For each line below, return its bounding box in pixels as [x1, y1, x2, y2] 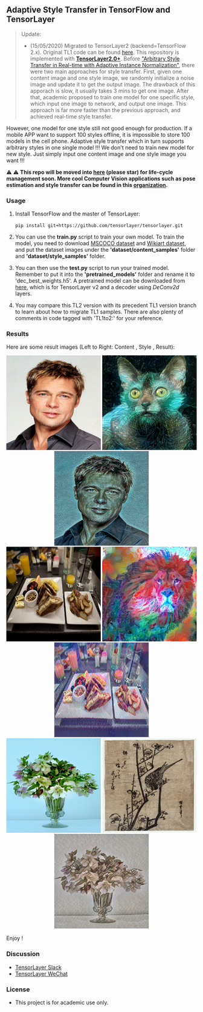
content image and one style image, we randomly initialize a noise [30, 74, 195, 81]
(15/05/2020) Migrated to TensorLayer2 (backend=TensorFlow [30, 42, 186, 49]
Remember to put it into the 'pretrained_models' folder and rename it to [14, 271, 195, 278]
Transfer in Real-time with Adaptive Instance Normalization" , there [30, 61, 195, 68]
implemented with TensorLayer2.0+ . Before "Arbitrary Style [30, 54, 180, 62]
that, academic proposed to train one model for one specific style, [30, 93, 195, 100]
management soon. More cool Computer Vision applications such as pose [6, 175, 196, 182]
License [6, 985, 30, 993]
